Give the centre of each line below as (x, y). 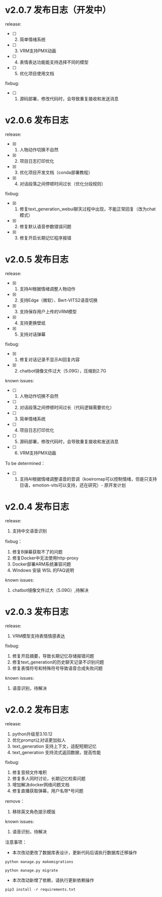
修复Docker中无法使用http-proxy (45, 558)
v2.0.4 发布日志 (37, 507)
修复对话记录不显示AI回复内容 (50, 359)
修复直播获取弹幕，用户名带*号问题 (48, 791)
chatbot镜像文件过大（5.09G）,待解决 (50, 590)
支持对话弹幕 (32, 334)
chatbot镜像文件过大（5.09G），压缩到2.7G (63, 371)
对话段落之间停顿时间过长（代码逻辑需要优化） (67, 407)
